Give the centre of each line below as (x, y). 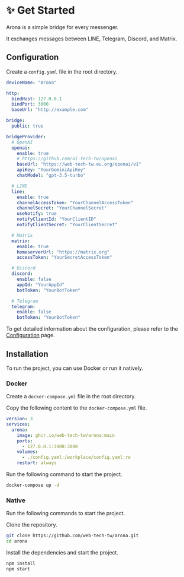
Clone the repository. (32, 525)
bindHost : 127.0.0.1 (37, 99)
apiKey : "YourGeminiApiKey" (51, 170)
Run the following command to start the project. (64, 474)
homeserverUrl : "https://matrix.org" (63, 252)
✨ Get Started (41, 10)
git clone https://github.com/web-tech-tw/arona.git (72, 536)
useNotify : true (37, 214)
